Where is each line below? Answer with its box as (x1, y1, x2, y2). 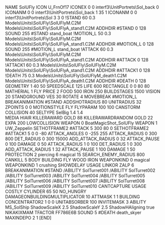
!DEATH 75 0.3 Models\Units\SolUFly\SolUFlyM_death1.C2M (5, 73, 127, 78)
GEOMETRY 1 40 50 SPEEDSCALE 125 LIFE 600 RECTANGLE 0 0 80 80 (5, 83, 150, 89)
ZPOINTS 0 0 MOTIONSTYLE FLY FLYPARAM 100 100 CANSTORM (5, 104, 141, 110)
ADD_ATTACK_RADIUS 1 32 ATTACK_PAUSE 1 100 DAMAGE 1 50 (5, 146, 136, 152)
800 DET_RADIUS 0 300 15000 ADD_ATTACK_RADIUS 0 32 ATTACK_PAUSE (5, 136, 160, 142)
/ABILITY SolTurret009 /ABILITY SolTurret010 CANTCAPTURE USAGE (5, 183, 147, 189)
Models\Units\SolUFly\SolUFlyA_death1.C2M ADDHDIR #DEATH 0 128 (5, 78, 147, 84)
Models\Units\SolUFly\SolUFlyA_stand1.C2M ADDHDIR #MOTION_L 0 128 (5, 41, 154, 47)
